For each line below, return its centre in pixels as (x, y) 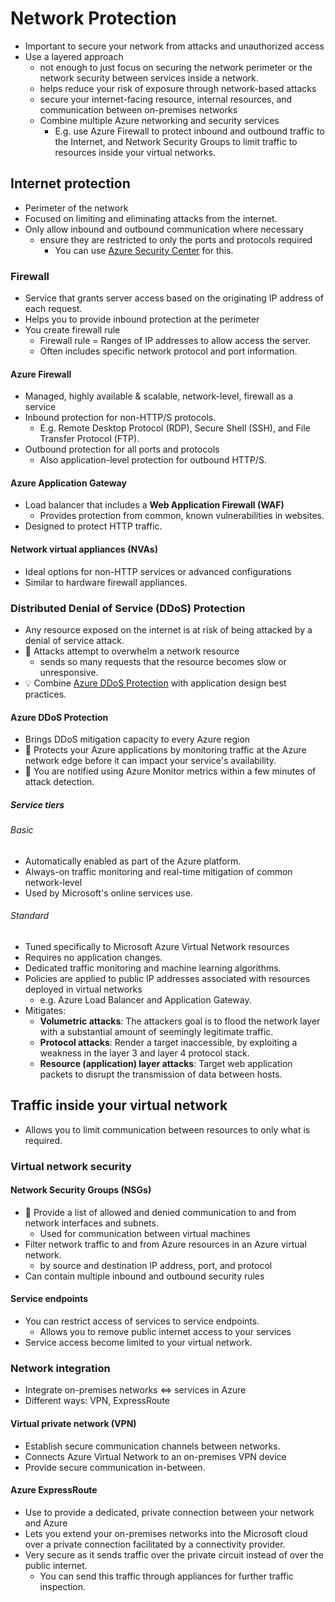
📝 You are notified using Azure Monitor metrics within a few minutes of (170, 771)
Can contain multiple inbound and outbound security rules (144, 1276)
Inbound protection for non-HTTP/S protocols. (120, 418)
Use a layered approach (74, 56)
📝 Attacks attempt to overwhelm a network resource (132, 651)
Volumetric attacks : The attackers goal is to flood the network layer (180, 1021)
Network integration (60, 1368)
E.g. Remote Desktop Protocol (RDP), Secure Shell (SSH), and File (175, 428)
